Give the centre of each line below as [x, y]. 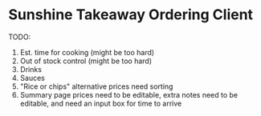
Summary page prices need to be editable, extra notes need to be [129, 94]
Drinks [31, 69]
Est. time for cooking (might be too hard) [87, 52]
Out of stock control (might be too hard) [86, 61]
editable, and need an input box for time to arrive [101, 103]
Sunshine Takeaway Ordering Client [131, 15]
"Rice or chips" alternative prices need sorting [96, 86]
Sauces [33, 78]
